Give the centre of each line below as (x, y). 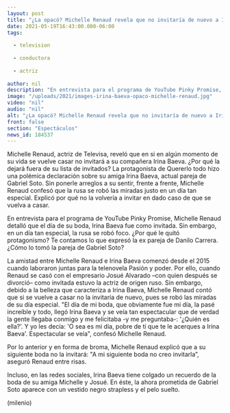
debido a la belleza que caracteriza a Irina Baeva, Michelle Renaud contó (110, 290)
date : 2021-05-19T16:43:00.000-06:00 (61, 26)
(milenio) (20, 403)
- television (32, 45)
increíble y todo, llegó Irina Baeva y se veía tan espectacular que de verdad (113, 312)
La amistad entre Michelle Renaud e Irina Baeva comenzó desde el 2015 (108, 261)
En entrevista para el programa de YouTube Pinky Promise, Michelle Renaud (114, 219)
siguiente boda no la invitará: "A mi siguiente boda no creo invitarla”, (103, 355)
